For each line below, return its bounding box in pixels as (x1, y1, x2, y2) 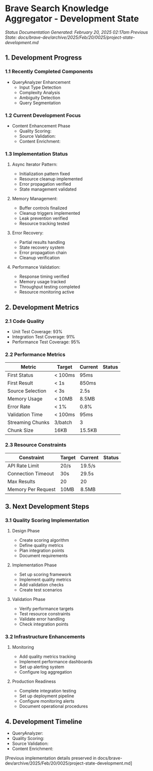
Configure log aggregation (19, 669, 72, 675)
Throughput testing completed (19, 284, 80, 290)
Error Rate (7, 403, 31, 410)
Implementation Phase (12, 562, 57, 568)
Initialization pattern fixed (19, 171, 70, 177)
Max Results (7, 478, 35, 485)
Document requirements (19, 553, 68, 559)
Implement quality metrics (19, 577, 72, 582)
